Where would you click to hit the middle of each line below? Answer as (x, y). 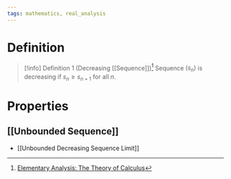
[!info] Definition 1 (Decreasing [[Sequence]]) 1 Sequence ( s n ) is (113, 68)
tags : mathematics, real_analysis (57, 13)
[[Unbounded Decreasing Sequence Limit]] (78, 148)
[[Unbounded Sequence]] (63, 131)
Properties (38, 106)
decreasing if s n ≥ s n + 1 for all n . (70, 78)
